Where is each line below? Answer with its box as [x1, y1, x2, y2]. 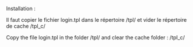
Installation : [6, 5, 36, 12]
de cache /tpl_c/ [6, 23, 46, 29]
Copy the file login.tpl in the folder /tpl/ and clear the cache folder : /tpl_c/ [6, 34, 185, 41]
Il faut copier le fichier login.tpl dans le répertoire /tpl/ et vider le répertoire [6, 16, 187, 23]
